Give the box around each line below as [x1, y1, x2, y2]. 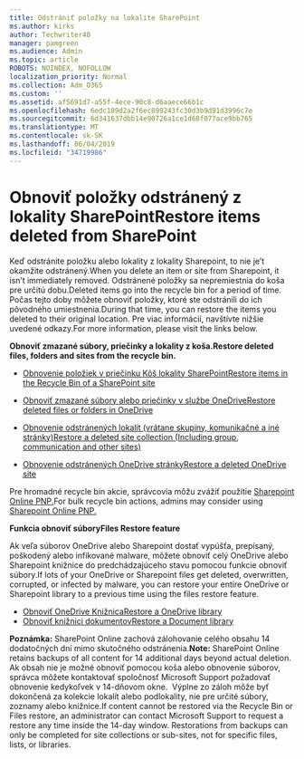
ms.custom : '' [9, 89, 63, 98]
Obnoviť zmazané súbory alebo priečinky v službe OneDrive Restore [22, 395, 276, 406]
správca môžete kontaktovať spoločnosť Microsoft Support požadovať [9, 671, 271, 682]
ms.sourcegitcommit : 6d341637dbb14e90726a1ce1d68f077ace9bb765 [9, 114, 253, 123]
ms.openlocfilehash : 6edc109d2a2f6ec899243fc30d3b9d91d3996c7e [9, 106, 253, 115]
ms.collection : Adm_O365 [9, 81, 103, 90]
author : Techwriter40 [9, 30, 91, 39]
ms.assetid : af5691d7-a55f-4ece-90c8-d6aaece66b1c [9, 97, 204, 107]
